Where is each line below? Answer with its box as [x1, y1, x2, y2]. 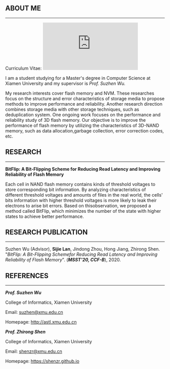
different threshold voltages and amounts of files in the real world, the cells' [5, 192, 163, 198]
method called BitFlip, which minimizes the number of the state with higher [5, 208, 161, 214]
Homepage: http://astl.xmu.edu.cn [5, 319, 77, 325]
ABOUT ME [5, 4, 41, 13]
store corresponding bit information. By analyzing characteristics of [5, 187, 146, 193]
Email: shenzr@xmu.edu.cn [5, 348, 62, 354]
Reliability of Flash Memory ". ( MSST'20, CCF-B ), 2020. [5, 257, 121, 263]
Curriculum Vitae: [5, 65, 42, 71]
